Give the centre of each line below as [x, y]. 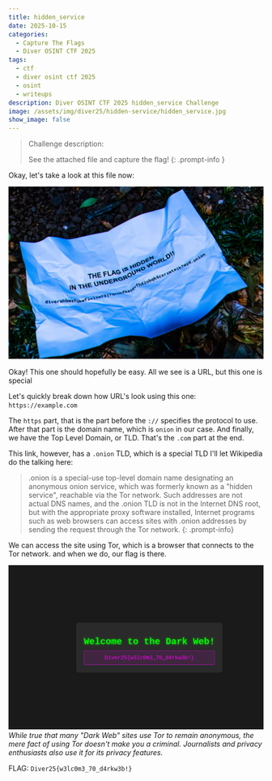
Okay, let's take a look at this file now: [72, 175]
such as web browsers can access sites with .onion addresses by [137, 521]
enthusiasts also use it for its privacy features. [86, 753]
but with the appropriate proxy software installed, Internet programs [141, 513]
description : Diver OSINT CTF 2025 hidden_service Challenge [114, 103]
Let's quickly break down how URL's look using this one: [102, 397]
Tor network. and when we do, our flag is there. [88, 554]
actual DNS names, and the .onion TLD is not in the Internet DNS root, [144, 504]
